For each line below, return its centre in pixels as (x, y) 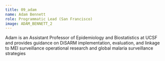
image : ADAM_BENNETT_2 (29, 24)
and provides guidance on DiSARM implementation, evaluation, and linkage (82, 43)
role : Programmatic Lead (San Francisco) (49, 19)
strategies (15, 54)
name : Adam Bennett (25, 14)
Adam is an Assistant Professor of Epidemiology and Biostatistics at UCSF (81, 38)
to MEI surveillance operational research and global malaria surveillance (79, 48)
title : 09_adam (21, 10)
